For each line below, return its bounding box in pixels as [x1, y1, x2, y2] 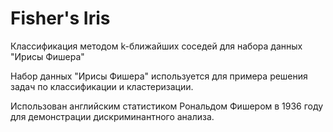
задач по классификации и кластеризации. [10, 80, 194, 92]
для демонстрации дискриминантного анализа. [10, 110, 215, 122]
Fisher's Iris [10, 7, 111, 30]
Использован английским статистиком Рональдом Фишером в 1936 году [10, 100, 324, 112]
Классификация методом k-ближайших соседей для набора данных [10, 40, 303, 52]
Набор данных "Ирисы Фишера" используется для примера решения [10, 70, 308, 82]
